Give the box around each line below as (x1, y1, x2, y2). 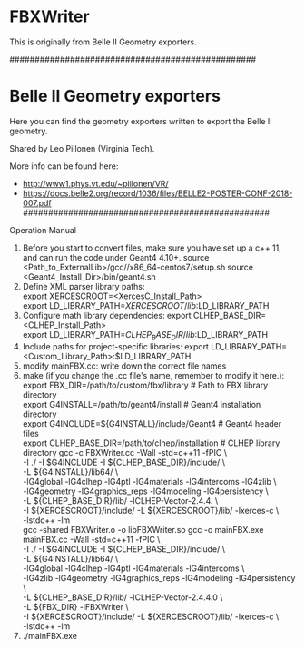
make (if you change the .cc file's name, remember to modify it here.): (22, 369, 285, 380)
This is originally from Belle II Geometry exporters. (9, 36, 197, 47)
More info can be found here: (9, 161, 119, 172)
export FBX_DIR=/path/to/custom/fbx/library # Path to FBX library (22, 379, 269, 390)
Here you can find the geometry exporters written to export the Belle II (9, 115, 272, 126)
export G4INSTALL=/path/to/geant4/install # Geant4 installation (22, 398, 261, 409)
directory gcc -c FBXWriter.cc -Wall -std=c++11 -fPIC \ (22, 447, 227, 457)
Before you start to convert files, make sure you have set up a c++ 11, (22, 242, 281, 253)
